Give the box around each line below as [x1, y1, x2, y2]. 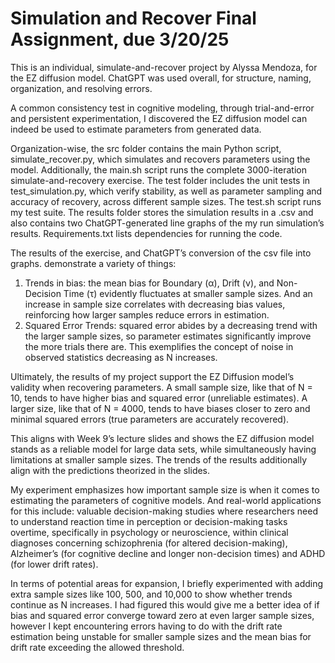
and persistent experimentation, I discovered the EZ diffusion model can [10, 112, 308, 124]
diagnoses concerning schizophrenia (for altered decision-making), [10, 537, 288, 549]
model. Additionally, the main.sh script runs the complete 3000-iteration [10, 163, 307, 176]
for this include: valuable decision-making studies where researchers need [10, 505, 318, 517]
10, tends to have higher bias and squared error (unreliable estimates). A [10, 392, 308, 404]
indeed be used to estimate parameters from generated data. [10, 123, 262, 135]
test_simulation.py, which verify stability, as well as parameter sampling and [10, 185, 323, 197]
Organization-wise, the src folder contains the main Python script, [10, 142, 282, 154]
